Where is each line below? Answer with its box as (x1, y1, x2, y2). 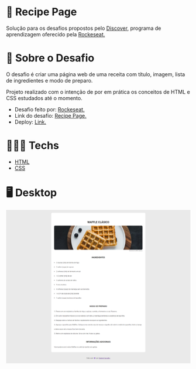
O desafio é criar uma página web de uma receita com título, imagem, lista (6, 70, 185, 78)
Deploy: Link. (14, 118, 47, 125)
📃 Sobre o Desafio (6, 52, 95, 65)
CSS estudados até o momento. (6, 94, 83, 101)
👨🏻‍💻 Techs (6, 139, 60, 152)
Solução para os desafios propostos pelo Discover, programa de (6, 25, 161, 32)
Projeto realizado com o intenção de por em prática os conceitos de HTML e (6, 88, 190, 95)
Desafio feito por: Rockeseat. (14, 105, 85, 113)
